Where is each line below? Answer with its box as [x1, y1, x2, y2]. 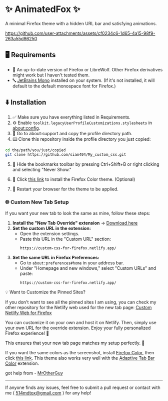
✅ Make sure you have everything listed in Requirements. [12, 114, 131, 120]
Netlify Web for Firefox [5, 310, 52, 316]
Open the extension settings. [19, 230, 79, 237]
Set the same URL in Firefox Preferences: [12, 254, 99, 260]
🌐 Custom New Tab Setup [5, 198, 69, 206]
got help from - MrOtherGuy [5, 370, 63, 376]
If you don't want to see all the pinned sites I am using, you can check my [5, 299, 156, 305]
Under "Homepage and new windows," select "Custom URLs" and [19, 265, 156, 271]
